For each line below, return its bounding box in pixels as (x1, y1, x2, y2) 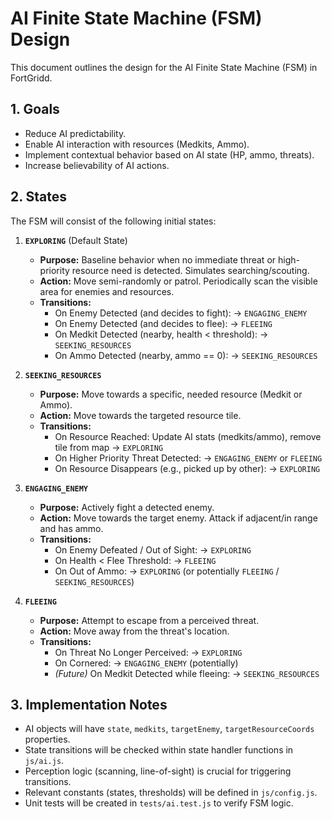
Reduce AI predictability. (24, 127, 127, 139)
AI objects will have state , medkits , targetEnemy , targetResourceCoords (24, 723, 315, 735)
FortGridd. (10, 72, 53, 84)
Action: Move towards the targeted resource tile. (39, 409, 242, 421)
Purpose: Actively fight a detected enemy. (39, 501, 215, 513)
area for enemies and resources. (39, 285, 175, 297)
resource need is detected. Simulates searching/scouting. (71, 264, 310, 276)
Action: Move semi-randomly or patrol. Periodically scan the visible (39, 275, 318, 287)
